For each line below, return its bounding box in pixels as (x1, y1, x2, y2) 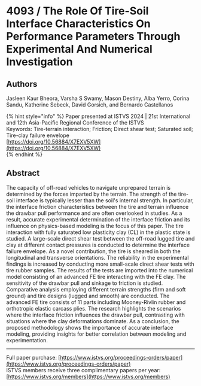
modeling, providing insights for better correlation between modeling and (6, 330, 187, 338)
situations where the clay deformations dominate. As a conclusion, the (6, 317, 179, 324)
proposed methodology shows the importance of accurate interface (6, 324, 173, 331)
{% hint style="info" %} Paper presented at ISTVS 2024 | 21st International (6, 113, 191, 120)
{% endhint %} (6, 151, 43, 158)
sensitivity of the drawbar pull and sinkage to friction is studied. (6, 279, 163, 287)
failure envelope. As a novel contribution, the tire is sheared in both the (6, 247, 181, 255)
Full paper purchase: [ (6, 354, 60, 361)
